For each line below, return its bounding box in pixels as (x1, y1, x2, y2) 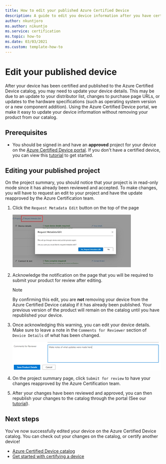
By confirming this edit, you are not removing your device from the (12, 296, 148, 302)
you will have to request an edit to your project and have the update (5, 190, 143, 196)
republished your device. (12, 312, 63, 318)
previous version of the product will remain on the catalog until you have (12, 307, 160, 313)
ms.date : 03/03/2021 (5, 40, 48, 44)
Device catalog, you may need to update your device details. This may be (5, 88, 155, 94)
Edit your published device (5, 66, 117, 78)
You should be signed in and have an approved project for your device (12, 141, 157, 148)
